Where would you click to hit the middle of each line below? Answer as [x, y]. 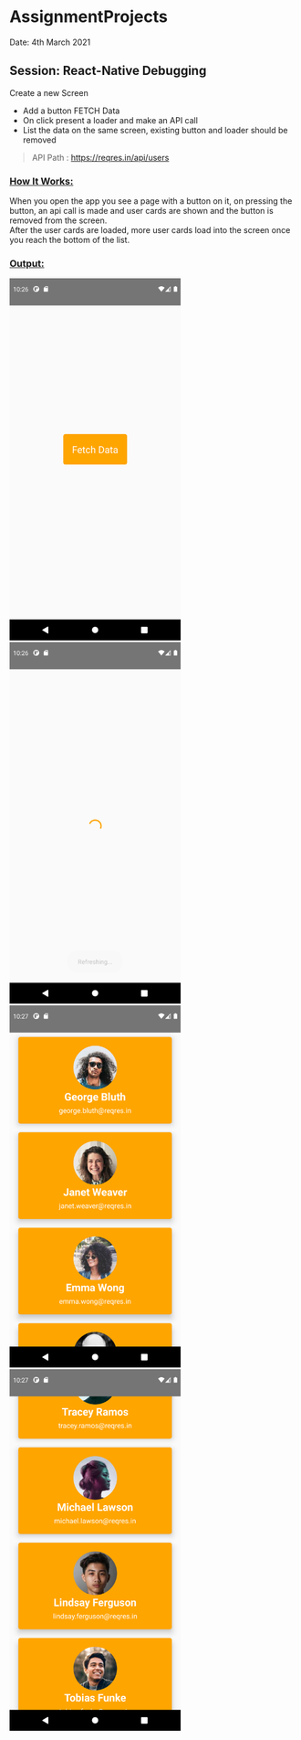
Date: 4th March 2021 [50, 42]
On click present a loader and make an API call [110, 120]
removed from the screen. [58, 220]
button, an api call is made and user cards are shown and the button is [141, 211]
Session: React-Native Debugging [108, 71]
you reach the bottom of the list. [70, 240]
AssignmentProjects [89, 17]
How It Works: [42, 181]
